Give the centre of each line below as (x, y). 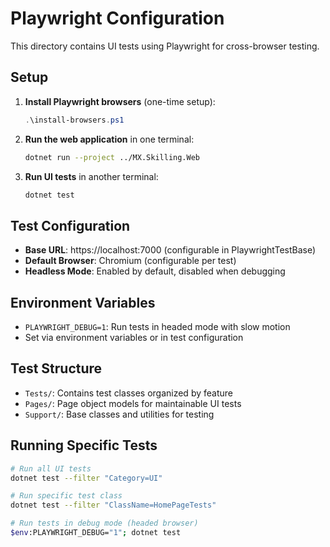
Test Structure (56, 368)
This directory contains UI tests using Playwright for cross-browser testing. (165, 46)
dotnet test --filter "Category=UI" (86, 478)
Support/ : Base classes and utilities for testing (119, 414)
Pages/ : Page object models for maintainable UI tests (133, 403)
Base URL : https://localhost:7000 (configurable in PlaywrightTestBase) (170, 250)
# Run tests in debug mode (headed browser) (104, 523)
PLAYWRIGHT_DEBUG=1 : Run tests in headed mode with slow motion (157, 326)
